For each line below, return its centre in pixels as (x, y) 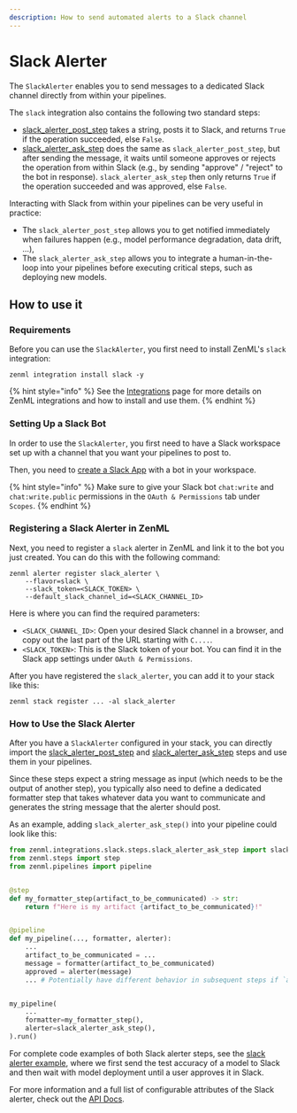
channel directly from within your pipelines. (88, 95)
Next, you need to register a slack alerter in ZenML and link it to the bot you (147, 548)
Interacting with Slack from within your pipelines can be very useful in (136, 203)
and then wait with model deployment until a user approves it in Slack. (137, 1072)
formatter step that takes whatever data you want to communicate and (137, 798)
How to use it (46, 304)
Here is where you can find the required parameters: (105, 613)
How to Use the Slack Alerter (72, 723)
